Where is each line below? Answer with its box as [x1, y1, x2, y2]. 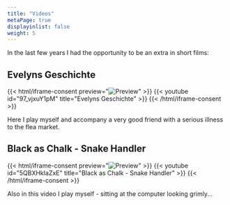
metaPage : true [7, 17, 52, 24]
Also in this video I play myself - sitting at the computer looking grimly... [7, 189, 213, 198]
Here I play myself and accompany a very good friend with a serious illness [7, 115, 224, 124]
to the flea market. [7, 123, 61, 131]
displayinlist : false [7, 23, 70, 30]
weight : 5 [7, 29, 36, 37]
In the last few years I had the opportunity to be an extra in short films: [7, 49, 209, 57]
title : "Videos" [7, 10, 54, 17]
